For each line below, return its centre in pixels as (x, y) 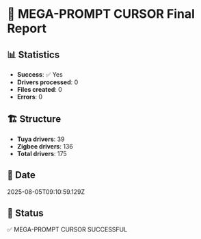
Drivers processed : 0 (48, 82)
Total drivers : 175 (42, 153)
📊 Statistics (33, 54)
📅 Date (22, 175)
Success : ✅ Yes (40, 74)
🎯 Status (26, 213)
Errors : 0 (30, 97)
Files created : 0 (40, 89)
